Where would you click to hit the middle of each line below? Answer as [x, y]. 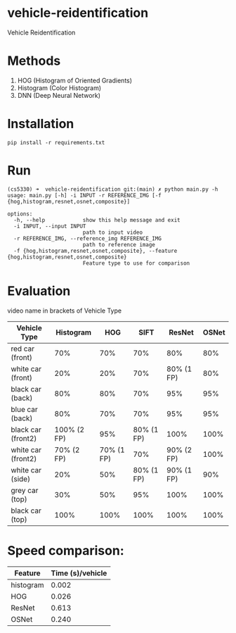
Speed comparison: [66, 550]
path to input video [112, 232]
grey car [25, 490]
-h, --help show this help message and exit [97, 220]
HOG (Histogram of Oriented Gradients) [74, 80]
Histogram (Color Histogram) [59, 88]
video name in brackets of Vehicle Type [64, 311]
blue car [25, 409]
